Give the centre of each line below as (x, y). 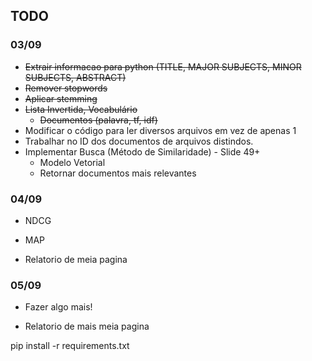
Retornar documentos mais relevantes (118, 173)
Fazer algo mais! (58, 307)
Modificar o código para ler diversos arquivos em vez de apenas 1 (160, 130)
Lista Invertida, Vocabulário (81, 109)
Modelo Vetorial (72, 162)
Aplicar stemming (61, 98)
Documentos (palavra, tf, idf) (98, 120)
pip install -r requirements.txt (70, 346)
